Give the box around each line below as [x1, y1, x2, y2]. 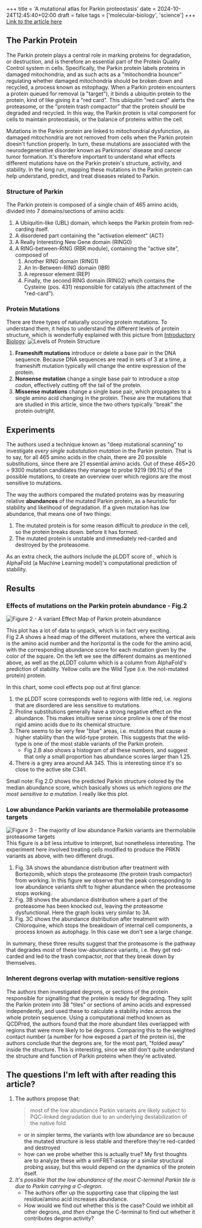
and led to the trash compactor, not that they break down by [25, 953, 175, 960]
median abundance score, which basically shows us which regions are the [6, 783, 191, 791]
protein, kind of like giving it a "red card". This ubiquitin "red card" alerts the [6, 96, 195, 103]
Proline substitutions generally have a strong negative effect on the [14, 708, 182, 715]
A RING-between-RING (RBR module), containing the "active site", [14, 245, 179, 252]
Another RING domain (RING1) [24, 258, 99, 265]
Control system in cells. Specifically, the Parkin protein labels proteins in [6, 64, 186, 71]
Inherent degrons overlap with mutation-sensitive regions [6, 974, 180, 983]
